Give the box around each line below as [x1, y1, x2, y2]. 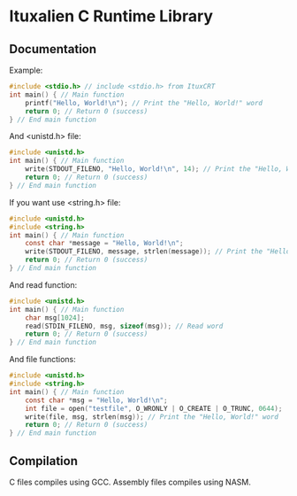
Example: [9, 65, 43, 75]
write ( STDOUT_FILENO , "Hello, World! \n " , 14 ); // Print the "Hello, [25, 165, 283, 174]
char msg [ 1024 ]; [25, 313, 86, 322]
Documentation [9, 42, 97, 57]
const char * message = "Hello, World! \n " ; [25, 239, 184, 248]
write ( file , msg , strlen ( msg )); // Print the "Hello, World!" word [25, 412, 278, 422]
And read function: [9, 279, 78, 290]
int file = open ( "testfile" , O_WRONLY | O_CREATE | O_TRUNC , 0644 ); [25, 404, 283, 413]
